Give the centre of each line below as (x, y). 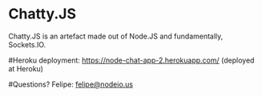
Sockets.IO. (27, 44)
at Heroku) (26, 68)
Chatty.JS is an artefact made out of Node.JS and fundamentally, (116, 36)
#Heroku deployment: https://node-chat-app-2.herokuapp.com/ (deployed (131, 60)
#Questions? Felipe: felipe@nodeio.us (71, 84)
